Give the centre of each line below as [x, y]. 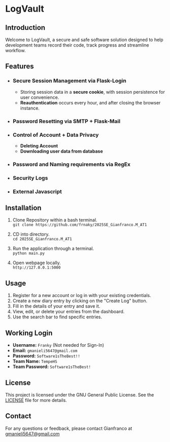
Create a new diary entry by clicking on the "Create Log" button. [80, 301]
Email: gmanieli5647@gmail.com [45, 351]
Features [20, 66]
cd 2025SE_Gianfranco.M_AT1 [42, 239]
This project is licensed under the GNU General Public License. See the [80, 395]
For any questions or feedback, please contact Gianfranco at [69, 428]
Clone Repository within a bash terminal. [55, 220]
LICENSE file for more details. [36, 400]
